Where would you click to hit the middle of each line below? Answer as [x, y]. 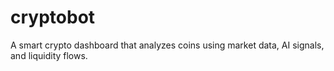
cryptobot [53, 17]
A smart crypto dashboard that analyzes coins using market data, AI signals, [167, 45]
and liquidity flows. [49, 55]
